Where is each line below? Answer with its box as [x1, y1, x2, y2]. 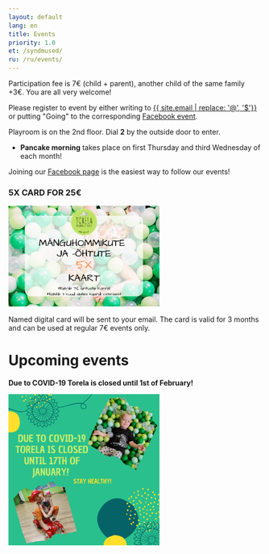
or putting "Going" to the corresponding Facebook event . [8, 111, 198, 121]
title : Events [8, 30, 56, 38]
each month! [19, 152, 62, 160]
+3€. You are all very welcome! [8, 87, 112, 97]
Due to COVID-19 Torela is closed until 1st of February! [8, 378, 193, 388]
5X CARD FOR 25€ [8, 186, 82, 198]
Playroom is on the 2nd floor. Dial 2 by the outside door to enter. [8, 127, 221, 136]
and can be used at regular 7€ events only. [8, 323, 151, 333]
